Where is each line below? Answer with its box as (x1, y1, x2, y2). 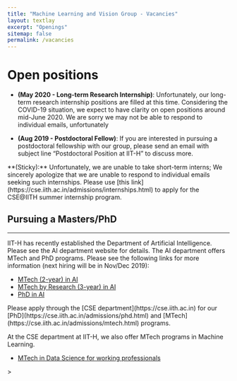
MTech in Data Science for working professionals (17, 353, 161, 362)
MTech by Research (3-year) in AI (17, 282, 116, 291)
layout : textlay (7, 17, 55, 24)
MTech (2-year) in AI (17, 275, 78, 283)
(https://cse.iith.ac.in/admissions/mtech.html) (7, 319, 140, 327)
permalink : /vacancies (7, 37, 74, 44)
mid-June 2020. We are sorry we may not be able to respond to (17, 113, 203, 122)
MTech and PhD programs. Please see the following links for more (7, 254, 200, 262)
